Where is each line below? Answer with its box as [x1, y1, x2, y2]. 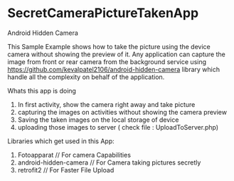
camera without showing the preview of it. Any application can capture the [7, 50, 225, 58]
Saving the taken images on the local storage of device [17, 115, 179, 124]
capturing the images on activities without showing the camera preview [17, 108, 228, 116]
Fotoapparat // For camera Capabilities [17, 150, 132, 159]
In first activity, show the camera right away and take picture [17, 100, 196, 108]
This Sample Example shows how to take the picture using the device [7, 42, 211, 51]
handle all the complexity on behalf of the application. [7, 73, 165, 81]
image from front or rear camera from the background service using [7, 57, 207, 66]
